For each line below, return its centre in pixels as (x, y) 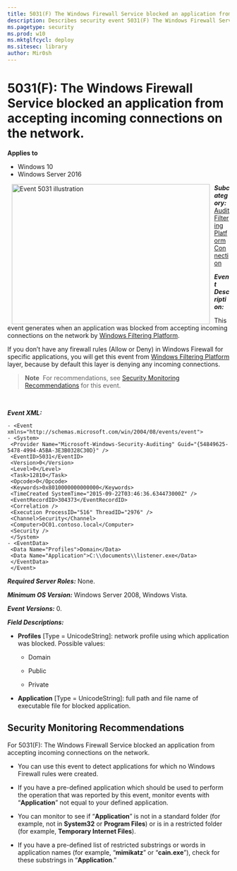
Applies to (23, 153)
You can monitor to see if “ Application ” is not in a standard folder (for (119, 816)
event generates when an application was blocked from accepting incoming (117, 328)
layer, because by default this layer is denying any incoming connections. (114, 364)
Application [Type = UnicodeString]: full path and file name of (108, 698)
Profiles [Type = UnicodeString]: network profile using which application (123, 636)
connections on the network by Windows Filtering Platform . (93, 335)
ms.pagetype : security (41, 27)
